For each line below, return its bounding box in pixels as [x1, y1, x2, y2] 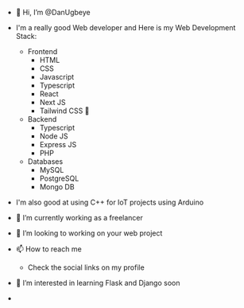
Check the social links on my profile [27, 263, 145, 272]
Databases [27, 157, 64, 166]
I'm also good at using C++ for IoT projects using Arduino [15, 197, 204, 207]
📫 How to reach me [15, 244, 82, 254]
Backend [27, 115, 57, 123]
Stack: [15, 32, 37, 41]
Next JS [39, 98, 66, 107]
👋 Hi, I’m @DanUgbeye [15, 8, 91, 17]
